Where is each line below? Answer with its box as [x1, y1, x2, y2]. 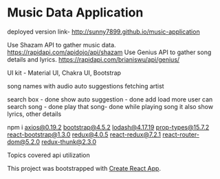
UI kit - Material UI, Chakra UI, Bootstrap [7, 69, 122, 77]
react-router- [162, 130, 199, 139]
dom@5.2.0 [7, 137, 40, 145]
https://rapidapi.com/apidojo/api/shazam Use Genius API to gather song [7, 48, 212, 56]
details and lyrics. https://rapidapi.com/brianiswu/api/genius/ [7, 55, 180, 63]
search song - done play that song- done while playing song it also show [7, 102, 214, 110]
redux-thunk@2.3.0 [41, 137, 97, 145]
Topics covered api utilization [7, 151, 91, 159]
